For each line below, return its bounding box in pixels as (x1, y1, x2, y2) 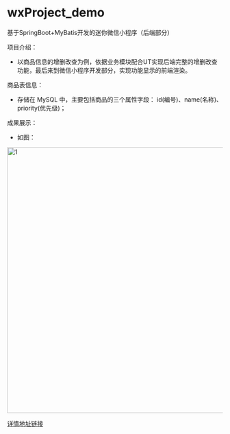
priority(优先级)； (16, 104, 66, 112)
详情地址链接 (7, 419, 43, 427)
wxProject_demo (7, 5, 105, 21)
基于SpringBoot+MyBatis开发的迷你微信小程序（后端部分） (7, 28, 173, 36)
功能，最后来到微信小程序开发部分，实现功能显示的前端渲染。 (16, 66, 192, 74)
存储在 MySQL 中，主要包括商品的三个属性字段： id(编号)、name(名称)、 (16, 95, 222, 104)
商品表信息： (7, 80, 43, 89)
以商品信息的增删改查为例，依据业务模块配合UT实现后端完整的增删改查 (16, 57, 218, 66)
